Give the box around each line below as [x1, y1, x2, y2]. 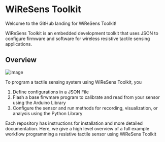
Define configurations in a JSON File [12, 89, 89, 95]
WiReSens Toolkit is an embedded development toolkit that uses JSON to [5, 30, 158, 36]
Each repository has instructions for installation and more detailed [5, 120, 143, 126]
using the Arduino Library [12, 99, 66, 105]
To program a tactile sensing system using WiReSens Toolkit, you [5, 79, 142, 85]
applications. [5, 41, 32, 47]
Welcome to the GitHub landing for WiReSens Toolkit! [5, 20, 117, 26]
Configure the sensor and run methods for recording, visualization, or [12, 105, 158, 111]
